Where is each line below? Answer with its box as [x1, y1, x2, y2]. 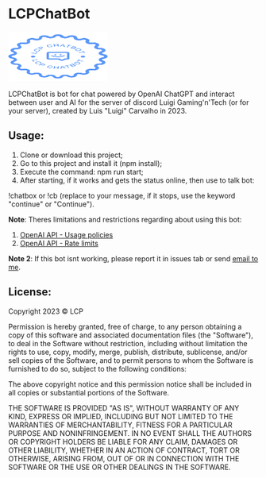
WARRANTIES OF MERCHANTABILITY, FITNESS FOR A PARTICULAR [8, 420, 233, 430]
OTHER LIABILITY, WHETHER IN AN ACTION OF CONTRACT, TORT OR [8, 445, 240, 455]
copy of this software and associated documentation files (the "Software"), [8, 330, 254, 340]
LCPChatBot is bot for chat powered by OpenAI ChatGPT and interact [8, 89, 235, 98]
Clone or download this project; [19, 150, 123, 160]
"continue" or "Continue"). [8, 199, 95, 209]
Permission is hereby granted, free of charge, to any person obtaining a [8, 322, 242, 331]
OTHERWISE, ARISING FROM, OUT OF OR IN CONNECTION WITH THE [8, 453, 240, 463]
